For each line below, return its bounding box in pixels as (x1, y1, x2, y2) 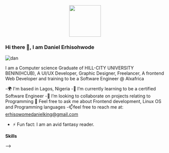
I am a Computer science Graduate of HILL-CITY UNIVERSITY (5, 65, 134, 71)
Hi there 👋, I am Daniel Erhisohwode (5, 43, 95, 50)
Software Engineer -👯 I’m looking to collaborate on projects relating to (5, 93, 151, 99)
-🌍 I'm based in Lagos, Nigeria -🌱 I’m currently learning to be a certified (5, 86, 156, 92)
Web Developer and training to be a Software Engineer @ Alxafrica (5, 76, 144, 82)
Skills (5, 133, 17, 139)
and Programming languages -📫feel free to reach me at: (5, 104, 124, 110)
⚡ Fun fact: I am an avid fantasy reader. (12, 121, 95, 128)
